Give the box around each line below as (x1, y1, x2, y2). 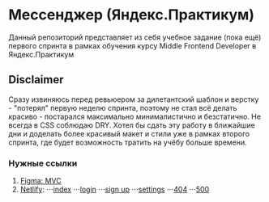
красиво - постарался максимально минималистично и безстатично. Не (8, 112, 262, 121)
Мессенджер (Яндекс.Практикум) (8, 6, 255, 24)
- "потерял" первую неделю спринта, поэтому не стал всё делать (8, 103, 237, 112)
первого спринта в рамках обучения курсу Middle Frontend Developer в (8, 40, 257, 50)
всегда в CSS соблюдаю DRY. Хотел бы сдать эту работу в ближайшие (8, 120, 255, 130)
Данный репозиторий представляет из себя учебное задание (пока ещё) (8, 32, 262, 42)
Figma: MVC (19, 176, 62, 186)
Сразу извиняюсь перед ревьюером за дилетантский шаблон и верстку (8, 95, 259, 104)
